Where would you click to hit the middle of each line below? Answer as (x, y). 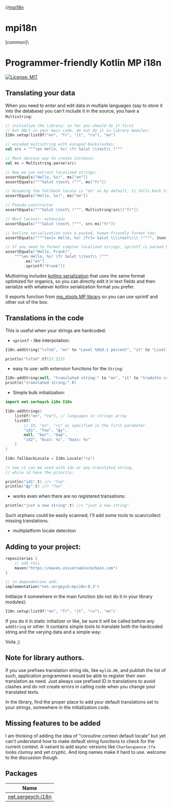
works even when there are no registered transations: (69, 496)
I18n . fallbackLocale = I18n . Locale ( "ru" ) (50, 458)
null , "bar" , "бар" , (46, 435)
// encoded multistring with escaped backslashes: (60, 144)
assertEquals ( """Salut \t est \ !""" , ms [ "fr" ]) (56, 182)
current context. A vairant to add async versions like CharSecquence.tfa (80, 747)
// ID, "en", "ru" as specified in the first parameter (84, 425)
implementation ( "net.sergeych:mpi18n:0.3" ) (52, 587)
